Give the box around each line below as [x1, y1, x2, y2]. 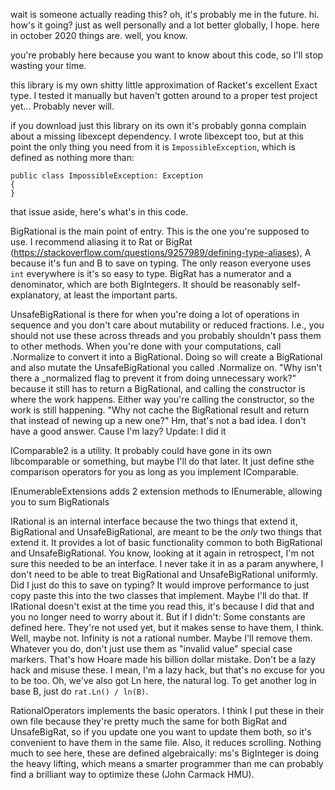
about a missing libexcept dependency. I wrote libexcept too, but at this [10, 130, 305, 142]
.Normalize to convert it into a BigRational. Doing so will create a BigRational [10, 351, 323, 363]
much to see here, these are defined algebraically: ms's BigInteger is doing [10, 747, 320, 759]
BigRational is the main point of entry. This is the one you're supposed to [10, 225, 310, 237]
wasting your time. [10, 60, 87, 71]
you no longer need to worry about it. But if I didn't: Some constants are [10, 611, 306, 623]
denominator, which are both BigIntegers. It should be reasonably [10, 279, 280, 290]
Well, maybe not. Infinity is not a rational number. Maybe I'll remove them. [10, 632, 313, 644]
